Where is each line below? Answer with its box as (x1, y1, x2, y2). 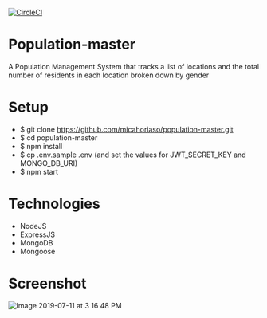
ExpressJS (19, 230, 56, 239)
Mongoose (19, 246, 56, 256)
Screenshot (8, 275, 87, 292)
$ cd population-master (19, 132, 98, 143)
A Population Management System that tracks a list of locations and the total (8, 61, 260, 71)
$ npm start (19, 167, 58, 176)
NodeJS (19, 221, 47, 230)
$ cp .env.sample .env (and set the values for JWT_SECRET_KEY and (19, 150, 246, 159)
